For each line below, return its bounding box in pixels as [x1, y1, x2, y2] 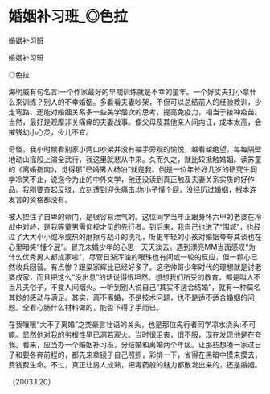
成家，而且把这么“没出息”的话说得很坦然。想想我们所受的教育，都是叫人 [14, 272, 255, 282]
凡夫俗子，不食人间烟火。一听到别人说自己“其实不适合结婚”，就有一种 [14, 282, 247, 292]
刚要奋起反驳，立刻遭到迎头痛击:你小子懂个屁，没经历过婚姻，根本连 [29, 185, 257, 194]
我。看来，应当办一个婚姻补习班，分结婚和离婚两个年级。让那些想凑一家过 [8, 339, 255, 349]
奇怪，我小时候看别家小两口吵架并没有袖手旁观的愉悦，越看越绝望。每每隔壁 [8, 144, 262, 154]
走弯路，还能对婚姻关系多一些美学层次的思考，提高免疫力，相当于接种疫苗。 [8, 106, 262, 117]
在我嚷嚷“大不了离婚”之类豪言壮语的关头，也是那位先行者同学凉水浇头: [8, 319, 243, 329]
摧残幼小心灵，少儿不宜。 [8, 126, 93, 137]
